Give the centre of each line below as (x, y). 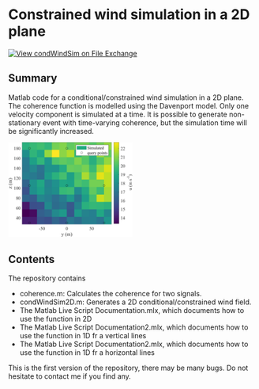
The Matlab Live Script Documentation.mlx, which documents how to (132, 311)
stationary (24, 122)
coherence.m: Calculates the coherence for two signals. (111, 294)
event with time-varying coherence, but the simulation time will (145, 122)
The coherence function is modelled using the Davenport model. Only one (129, 105)
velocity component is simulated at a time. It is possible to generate (118, 114)
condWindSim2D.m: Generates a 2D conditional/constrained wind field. (135, 302)
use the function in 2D (56, 319)
